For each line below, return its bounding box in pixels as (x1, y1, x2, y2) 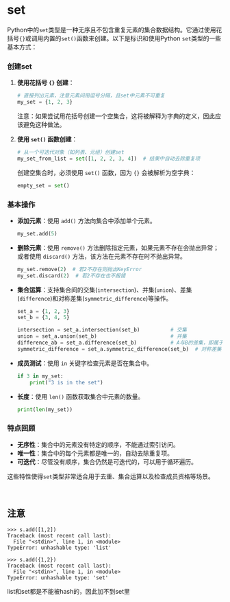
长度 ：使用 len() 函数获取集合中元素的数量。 (16, 392, 144, 400)
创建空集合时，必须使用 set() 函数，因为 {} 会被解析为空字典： (16, 168, 196, 176)
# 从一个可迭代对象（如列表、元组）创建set (16, 148, 125, 156)
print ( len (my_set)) (16, 406, 73, 413)
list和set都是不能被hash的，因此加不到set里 (7, 587, 130, 595)
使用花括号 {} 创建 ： (16, 78, 75, 87)
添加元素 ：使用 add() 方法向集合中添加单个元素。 (16, 216, 156, 224)
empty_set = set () (16, 182, 70, 189)
